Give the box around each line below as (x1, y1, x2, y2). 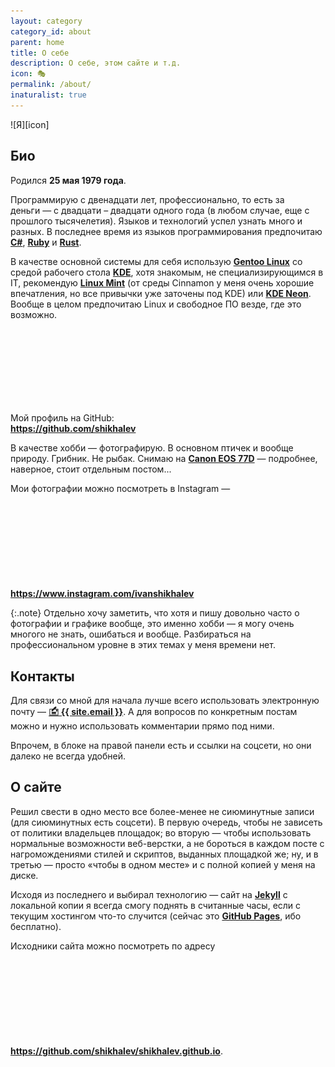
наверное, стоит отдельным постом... (10, 463, 172, 475)
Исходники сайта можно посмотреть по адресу (10, 940, 216, 952)
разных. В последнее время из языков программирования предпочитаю (10, 225, 323, 237)
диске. (10, 869, 39, 881)
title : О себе (10, 48, 70, 58)
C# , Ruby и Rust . (10, 236, 82, 248)
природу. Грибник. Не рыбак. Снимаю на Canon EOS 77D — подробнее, (10, 452, 318, 464)
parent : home (10, 37, 65, 47)
